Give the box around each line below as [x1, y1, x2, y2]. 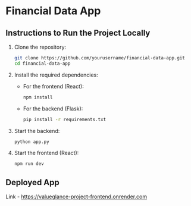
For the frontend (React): [23, 83, 84, 90]
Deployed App [5, 177, 60, 188]
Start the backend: [14, 127, 60, 134]
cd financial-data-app [14, 61, 71, 66]
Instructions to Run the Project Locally [5, 28, 151, 38]
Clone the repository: [14, 43, 67, 50]
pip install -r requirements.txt [23, 116, 107, 122]
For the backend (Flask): [23, 105, 83, 112]
